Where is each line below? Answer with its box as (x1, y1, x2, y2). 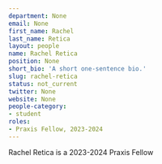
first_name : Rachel (8, 27, 75, 35)
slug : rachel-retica (8, 72, 79, 80)
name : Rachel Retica (8, 50, 79, 58)
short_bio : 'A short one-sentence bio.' (8, 65, 147, 73)
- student (8, 110, 42, 119)
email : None (8, 19, 49, 28)
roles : (8, 118, 31, 126)
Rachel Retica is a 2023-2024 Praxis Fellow (8, 147, 154, 157)
